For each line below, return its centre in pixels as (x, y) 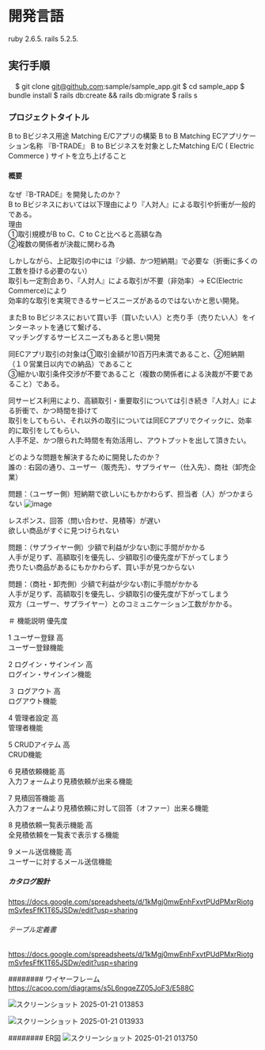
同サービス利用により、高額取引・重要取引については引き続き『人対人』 (126, 400)
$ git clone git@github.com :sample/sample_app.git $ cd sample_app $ (130, 86)
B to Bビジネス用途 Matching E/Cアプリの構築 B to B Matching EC (115, 136)
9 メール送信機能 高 (40, 852)
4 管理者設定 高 (33, 718)
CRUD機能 (25, 755)
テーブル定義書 (32, 929)
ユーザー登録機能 (36, 648)
